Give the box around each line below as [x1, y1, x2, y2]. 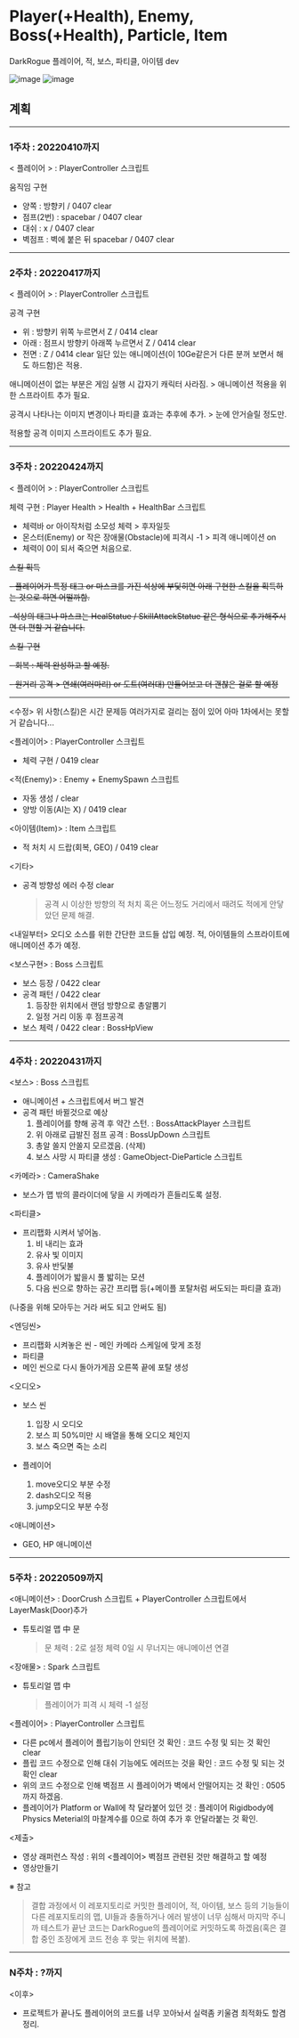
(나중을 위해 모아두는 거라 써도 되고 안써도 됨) [9, 1301, 167, 1312]
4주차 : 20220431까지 [9, 1055, 102, 1067]
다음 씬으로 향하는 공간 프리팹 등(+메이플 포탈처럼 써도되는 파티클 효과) [35, 1283, 282, 1293]
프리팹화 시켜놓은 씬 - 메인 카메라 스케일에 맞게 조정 [21, 1339, 202, 1350]
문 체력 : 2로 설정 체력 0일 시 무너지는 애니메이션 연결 [44, 1643, 230, 1653]
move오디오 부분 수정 [35, 1479, 111, 1489]
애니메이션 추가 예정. [9, 940, 81, 950]
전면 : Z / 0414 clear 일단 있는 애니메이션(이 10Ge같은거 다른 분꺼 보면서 [21, 349, 274, 360]
